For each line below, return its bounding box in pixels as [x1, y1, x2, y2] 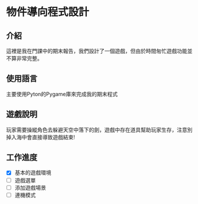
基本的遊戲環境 [14, 169, 51, 176]
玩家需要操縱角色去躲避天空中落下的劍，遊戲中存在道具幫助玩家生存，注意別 [6, 126, 193, 133]
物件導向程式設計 [6, 5, 90, 19]
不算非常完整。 [6, 55, 43, 62]
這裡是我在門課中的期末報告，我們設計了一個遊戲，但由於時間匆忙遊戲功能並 [6, 48, 193, 54]
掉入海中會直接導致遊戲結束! [6, 133, 76, 140]
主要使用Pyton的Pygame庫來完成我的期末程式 [6, 90, 118, 97]
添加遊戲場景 [14, 184, 46, 191]
